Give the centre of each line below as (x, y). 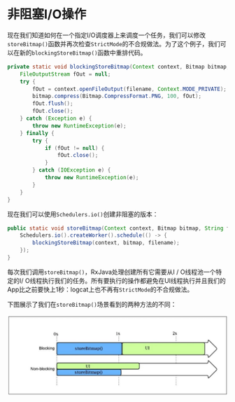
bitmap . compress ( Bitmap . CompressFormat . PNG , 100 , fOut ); (117, 96)
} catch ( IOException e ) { (72, 170)
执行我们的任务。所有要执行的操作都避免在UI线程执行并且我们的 (134, 280)
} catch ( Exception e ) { (56, 119)
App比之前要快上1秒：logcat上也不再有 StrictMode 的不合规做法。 (100, 289)
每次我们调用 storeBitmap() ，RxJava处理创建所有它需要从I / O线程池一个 (112, 272)
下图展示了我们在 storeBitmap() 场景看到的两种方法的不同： (92, 304)
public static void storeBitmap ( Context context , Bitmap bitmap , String (115, 228)
